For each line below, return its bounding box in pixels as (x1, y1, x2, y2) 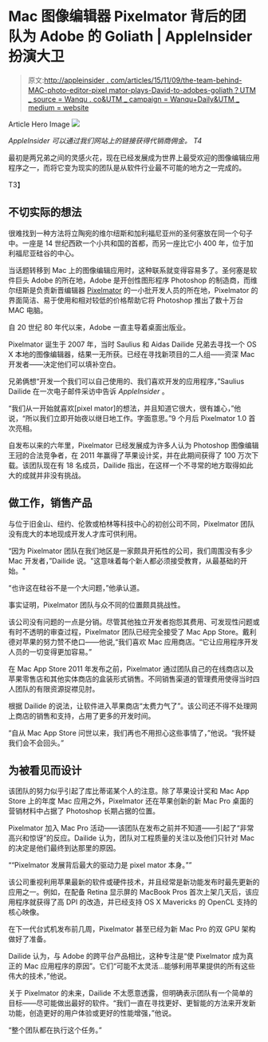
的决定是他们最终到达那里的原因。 (8, 844, 120, 853)
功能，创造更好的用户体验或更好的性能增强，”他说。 (8, 1008, 176, 1018)
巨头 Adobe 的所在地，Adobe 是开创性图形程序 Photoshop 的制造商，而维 (14, 275, 258, 285)
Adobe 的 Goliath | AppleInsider (39, 27, 253, 46)
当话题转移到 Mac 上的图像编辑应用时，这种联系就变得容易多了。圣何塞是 (8, 265, 250, 275)
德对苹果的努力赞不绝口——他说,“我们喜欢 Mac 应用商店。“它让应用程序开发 (8, 637, 258, 647)
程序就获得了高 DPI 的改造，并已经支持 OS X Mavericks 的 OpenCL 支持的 (14, 897, 258, 907)
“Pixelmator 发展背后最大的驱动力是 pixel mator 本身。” (11, 860, 189, 870)
